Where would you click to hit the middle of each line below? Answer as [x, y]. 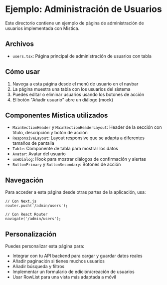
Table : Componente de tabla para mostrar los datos [65, 149]
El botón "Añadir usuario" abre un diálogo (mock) [63, 100]
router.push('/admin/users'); [37, 206]
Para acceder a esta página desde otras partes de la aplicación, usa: [76, 192]
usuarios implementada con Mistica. [42, 28]
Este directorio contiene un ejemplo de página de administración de [75, 23]
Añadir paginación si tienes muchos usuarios [58, 261]
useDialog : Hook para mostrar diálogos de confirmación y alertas [79, 159]
